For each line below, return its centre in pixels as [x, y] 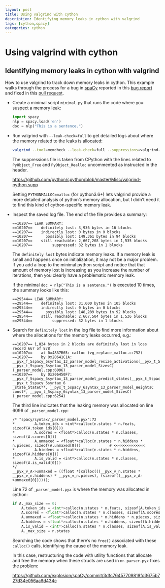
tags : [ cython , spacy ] [27, 23]
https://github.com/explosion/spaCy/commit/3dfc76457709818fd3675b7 [86, 575]
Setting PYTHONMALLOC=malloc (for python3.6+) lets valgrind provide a [82, 194]
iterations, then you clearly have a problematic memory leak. [74, 275]
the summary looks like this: [41, 290]
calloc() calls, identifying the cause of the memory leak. [70, 546]
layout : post [18, 10]
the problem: [25, 566]
